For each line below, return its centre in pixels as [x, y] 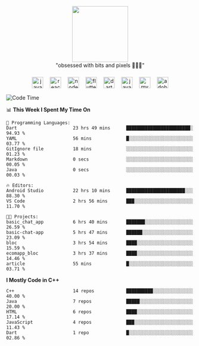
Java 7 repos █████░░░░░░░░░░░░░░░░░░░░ [100, 301]
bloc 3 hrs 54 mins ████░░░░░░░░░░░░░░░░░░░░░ [100, 243]
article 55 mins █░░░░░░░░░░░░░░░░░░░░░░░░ [100, 264]
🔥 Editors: [20, 185]
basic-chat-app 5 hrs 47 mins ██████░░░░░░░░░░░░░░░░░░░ [100, 232]
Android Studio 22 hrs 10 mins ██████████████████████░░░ [100, 190]
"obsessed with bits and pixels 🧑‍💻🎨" [100, 65]
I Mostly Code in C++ [33, 280]
